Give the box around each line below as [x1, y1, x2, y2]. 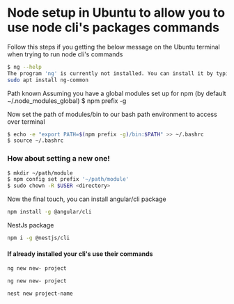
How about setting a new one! [7, 154, 110, 163]
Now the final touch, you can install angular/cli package [7, 195, 166, 203]
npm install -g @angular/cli [7, 209, 92, 216]
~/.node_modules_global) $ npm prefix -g [7, 96, 127, 105]
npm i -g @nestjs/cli [7, 234, 70, 241]
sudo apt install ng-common [7, 77, 89, 83]
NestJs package [7, 221, 54, 230]
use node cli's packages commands [7, 19, 219, 35]
